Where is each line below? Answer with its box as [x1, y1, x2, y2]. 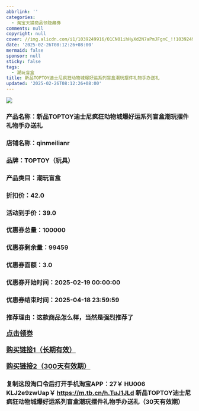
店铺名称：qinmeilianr [6, 139, 70, 147]
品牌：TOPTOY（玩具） [6, 156, 74, 164]
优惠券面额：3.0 [6, 261, 53, 269]
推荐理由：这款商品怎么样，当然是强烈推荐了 [6, 313, 134, 322]
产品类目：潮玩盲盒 [6, 174, 61, 182]
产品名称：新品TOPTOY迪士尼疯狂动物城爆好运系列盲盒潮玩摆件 [6, 112, 190, 121]
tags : [6, 64, 20, 70]
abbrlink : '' [6, 8, 38, 15]
